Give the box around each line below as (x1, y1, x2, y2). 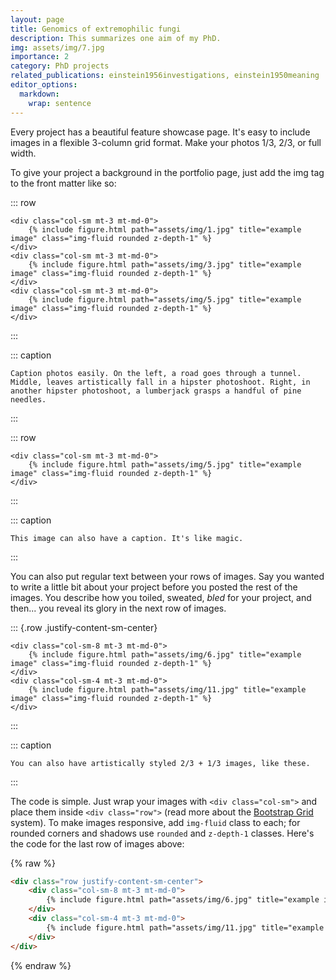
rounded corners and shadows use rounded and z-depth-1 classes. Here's (10, 827, 315, 839)
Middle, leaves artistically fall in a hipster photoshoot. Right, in (10, 377, 311, 387)
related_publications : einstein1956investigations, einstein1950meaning (10, 71, 320, 81)
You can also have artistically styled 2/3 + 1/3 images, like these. (10, 758, 311, 768)
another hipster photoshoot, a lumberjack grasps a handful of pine (10, 386, 302, 396)
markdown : (19, 89, 60, 99)
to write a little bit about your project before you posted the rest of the (10, 581, 298, 593)
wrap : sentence (28, 98, 92, 108)
